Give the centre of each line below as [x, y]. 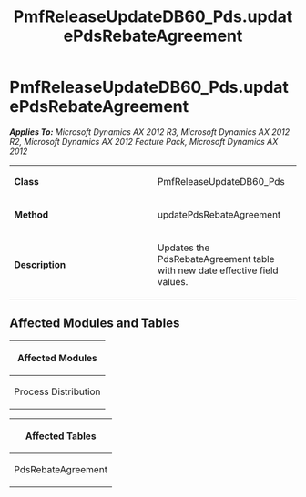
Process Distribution [57, 391]
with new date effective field [219, 270]
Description [40, 264]
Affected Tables [61, 436]
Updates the [184, 248]
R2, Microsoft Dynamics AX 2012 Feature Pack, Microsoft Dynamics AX [144, 141]
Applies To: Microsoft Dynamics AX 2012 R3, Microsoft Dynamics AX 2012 [150, 132]
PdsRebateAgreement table [216, 259]
